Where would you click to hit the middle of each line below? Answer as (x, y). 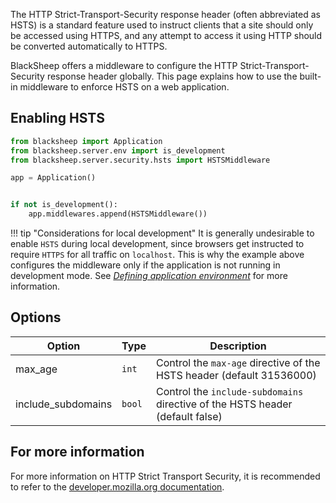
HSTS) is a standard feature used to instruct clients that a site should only (162, 25)
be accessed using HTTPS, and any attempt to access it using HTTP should (166, 35)
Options (36, 317)
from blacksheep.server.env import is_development (118, 150)
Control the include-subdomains (230, 391)
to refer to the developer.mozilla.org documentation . (117, 486)
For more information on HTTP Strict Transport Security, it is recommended (165, 476)
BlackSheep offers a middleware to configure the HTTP (124, 65)
